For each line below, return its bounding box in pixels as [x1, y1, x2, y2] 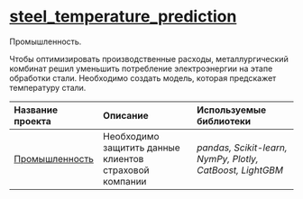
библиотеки [197, 114, 251, 127]
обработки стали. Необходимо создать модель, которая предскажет [9, 72, 277, 83]
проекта [14, 114, 51, 127]
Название [14, 104, 59, 116]
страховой [103, 164, 150, 176]
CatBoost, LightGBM [197, 164, 284, 176]
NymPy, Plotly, [197, 152, 259, 165]
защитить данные [103, 141, 180, 154]
